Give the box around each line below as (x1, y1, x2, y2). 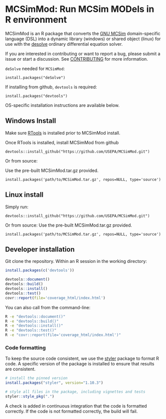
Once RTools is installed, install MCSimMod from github (5, 139, 119, 145)
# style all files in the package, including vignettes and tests (5, 389, 146, 395)
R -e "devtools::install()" (5, 323, 64, 329)
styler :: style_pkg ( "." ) (5, 394, 55, 399)
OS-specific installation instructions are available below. (5, 102, 120, 108)
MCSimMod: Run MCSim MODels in (5, 3, 155, 15)
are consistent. (5, 366, 36, 372)
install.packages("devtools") (5, 93, 68, 98)
